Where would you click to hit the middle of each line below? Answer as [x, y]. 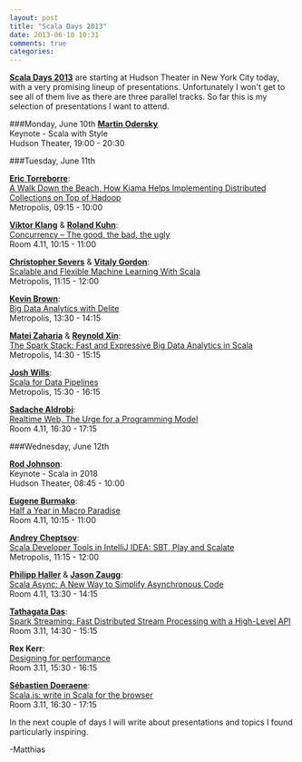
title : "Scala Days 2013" [58, 26]
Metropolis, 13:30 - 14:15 [55, 318]
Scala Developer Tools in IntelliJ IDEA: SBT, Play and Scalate [122, 548]
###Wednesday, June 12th [59, 447]
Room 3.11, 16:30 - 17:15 [53, 705]
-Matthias [28, 749]
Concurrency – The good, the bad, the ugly [90, 235]
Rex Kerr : [27, 648]
